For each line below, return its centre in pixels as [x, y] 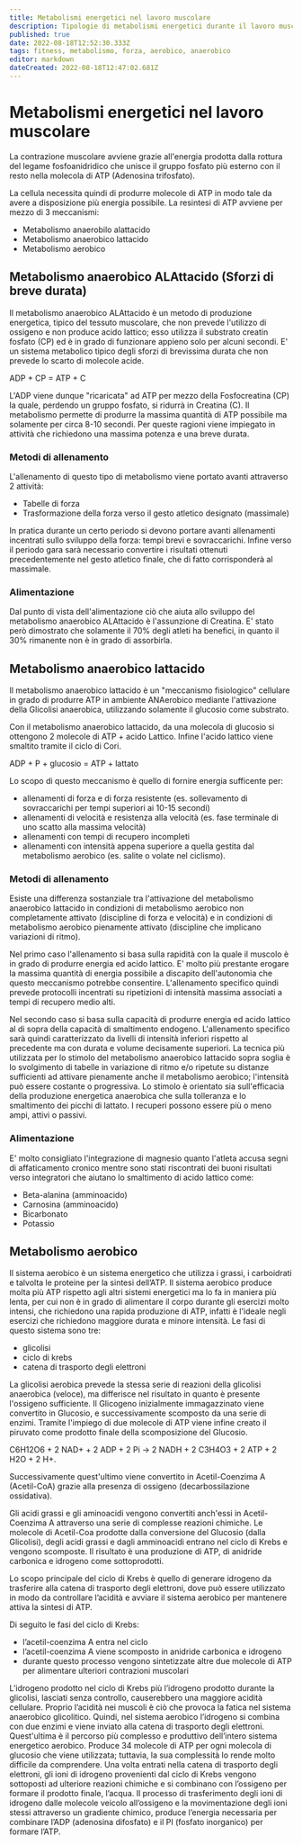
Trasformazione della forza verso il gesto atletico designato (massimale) [156, 513]
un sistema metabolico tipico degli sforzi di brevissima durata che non [139, 351]
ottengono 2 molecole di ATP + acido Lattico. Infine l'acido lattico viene [142, 737]
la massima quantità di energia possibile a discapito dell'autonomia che [141, 974]
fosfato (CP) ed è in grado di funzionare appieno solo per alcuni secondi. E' [149, 341]
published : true [40, 34]
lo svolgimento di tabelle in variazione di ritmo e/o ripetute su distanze [139, 1067]
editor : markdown [42, 59]
